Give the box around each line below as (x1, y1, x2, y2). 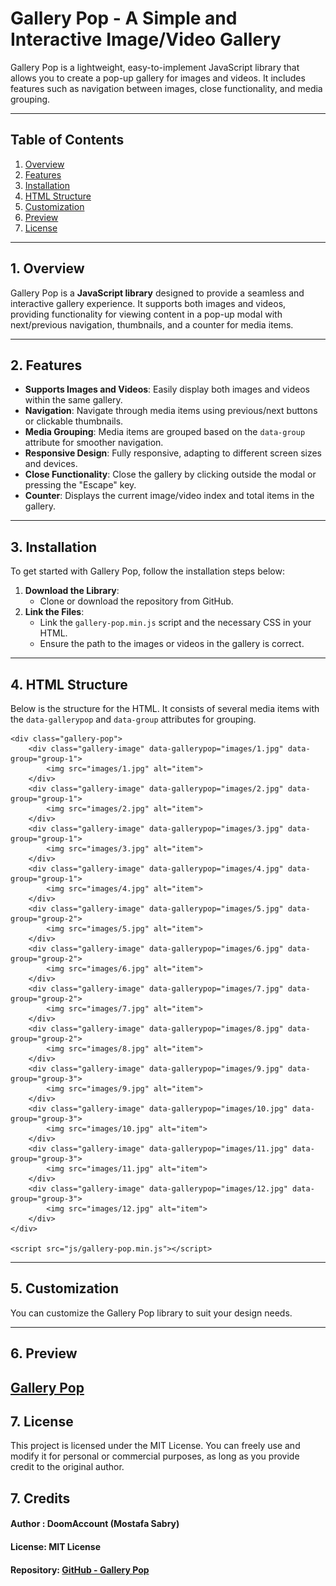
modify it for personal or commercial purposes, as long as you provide (10, 1450, 300, 1462)
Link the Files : (24, 606, 85, 618)
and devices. (24, 458, 78, 470)
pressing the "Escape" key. (24, 479, 137, 491)
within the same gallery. (24, 394, 123, 406)
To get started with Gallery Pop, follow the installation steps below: (10, 565, 285, 577)
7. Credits (10, 1490, 71, 1507)
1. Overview (10, 260, 85, 277)
